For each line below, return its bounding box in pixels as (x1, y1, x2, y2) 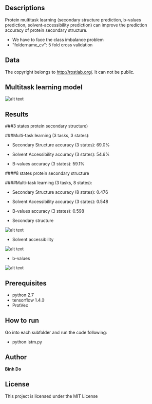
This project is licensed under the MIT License (5, 393, 98, 399)
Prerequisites (5, 279, 47, 287)
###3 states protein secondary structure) (5, 123, 88, 129)
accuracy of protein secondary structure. (5, 27, 88, 33)
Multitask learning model (5, 83, 83, 92)
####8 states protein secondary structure (5, 170, 89, 176)
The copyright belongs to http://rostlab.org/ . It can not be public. (5, 69, 135, 75)
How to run (5, 317, 39, 325)
